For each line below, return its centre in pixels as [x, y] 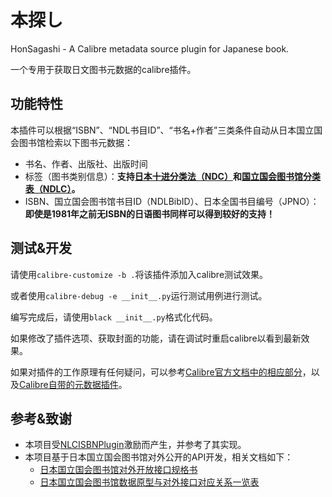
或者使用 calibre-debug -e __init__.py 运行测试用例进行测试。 [139, 295]
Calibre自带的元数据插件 [69, 384]
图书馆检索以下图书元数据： [75, 142]
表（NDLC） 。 [52, 188]
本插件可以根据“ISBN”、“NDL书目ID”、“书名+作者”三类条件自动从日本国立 [162, 130]
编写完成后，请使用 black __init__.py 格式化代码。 [114, 317]
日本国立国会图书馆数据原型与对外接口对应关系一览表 [149, 482]
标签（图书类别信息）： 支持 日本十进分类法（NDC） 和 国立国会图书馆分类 [172, 176]
